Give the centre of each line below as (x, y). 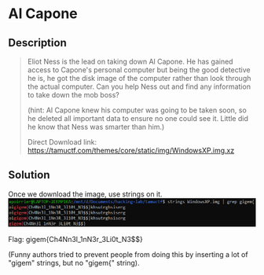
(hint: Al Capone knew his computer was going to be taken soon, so (137, 110)
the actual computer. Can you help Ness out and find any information (139, 86)
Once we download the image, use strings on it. (85, 194)
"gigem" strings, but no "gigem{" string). (74, 263)
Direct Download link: (62, 142)
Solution (29, 175)
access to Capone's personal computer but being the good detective (139, 70)
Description (37, 43)
